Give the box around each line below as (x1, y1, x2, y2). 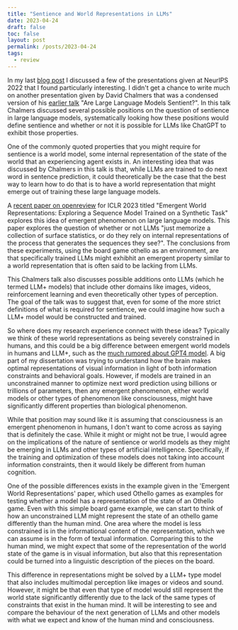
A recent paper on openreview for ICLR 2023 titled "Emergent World (7, 201, 207, 210)
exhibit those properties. (7, 128, 79, 137)
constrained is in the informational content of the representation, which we (7, 527, 225, 535)
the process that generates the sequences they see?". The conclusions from (7, 239, 230, 247)
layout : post (7, 37, 46, 44)
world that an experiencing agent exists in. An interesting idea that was (7, 157, 215, 166)
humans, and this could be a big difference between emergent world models (7, 341, 230, 350)
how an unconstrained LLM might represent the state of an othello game (7, 511, 218, 520)
